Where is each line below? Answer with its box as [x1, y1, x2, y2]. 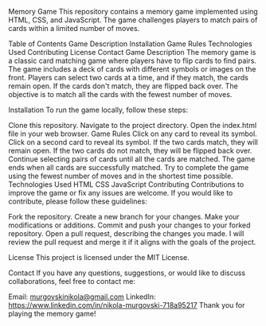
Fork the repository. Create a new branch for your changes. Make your [8, 212, 241, 221]
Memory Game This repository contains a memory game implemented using [8, 7, 259, 16]
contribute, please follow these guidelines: [8, 196, 147, 206]
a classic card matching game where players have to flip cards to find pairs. [8, 56, 257, 65]
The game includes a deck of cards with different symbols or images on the [8, 64, 256, 74]
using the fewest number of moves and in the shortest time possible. [8, 171, 233, 180]
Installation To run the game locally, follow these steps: [8, 105, 189, 114]
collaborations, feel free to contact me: [8, 277, 135, 285]
